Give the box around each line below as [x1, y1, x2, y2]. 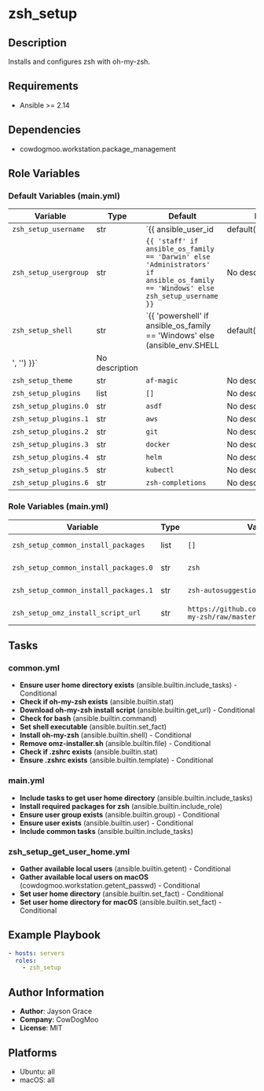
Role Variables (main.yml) [8, 501, 109, 512]
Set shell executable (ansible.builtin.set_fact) [19, 722, 167, 732]
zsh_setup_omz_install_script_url [12, 608, 141, 617]
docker [145, 440, 170, 449]
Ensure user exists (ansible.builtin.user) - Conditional [19, 818, 194, 828]
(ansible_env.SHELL [145, 340, 220, 351]
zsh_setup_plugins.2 [12, 428, 89, 436]
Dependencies [8, 123, 81, 137]
